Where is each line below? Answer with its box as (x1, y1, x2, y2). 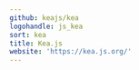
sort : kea (9, 30, 47, 39)
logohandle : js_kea (9, 22, 84, 31)
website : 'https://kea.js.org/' (9, 47, 132, 56)
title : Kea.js (9, 38, 64, 48)
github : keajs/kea (9, 13, 79, 23)
